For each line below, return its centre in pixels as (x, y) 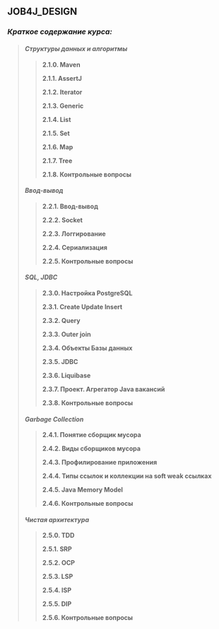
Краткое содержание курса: (60, 32)
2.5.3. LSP (58, 577)
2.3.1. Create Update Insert (82, 307)
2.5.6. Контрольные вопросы (87, 618)
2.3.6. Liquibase (66, 375)
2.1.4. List (57, 119)
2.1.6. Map (58, 147)
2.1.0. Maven (61, 64)
